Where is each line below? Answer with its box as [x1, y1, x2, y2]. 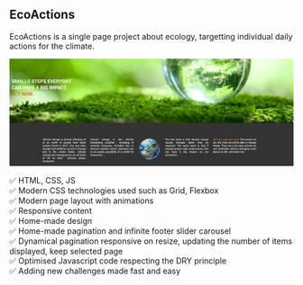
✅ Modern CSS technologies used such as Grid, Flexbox [9, 185, 219, 196]
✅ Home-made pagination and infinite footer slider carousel [9, 226, 232, 236]
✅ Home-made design [9, 216, 93, 227]
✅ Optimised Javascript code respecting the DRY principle [9, 255, 227, 266]
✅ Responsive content [9, 206, 92, 217]
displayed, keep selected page [9, 246, 124, 257]
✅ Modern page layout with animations [9, 195, 154, 206]
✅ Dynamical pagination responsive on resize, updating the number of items [9, 236, 293, 246]
